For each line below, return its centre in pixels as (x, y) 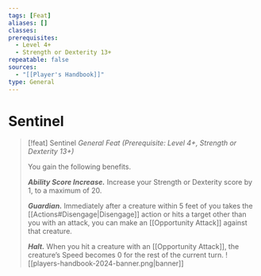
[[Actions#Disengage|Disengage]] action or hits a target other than (137, 214)
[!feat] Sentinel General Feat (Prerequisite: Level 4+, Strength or (132, 143)
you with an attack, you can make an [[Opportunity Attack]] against (137, 223)
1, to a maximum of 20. (65, 190)
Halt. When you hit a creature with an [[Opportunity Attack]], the (133, 247)
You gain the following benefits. (79, 167)
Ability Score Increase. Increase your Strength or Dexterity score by (140, 182)
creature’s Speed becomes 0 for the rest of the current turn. (125, 255)
